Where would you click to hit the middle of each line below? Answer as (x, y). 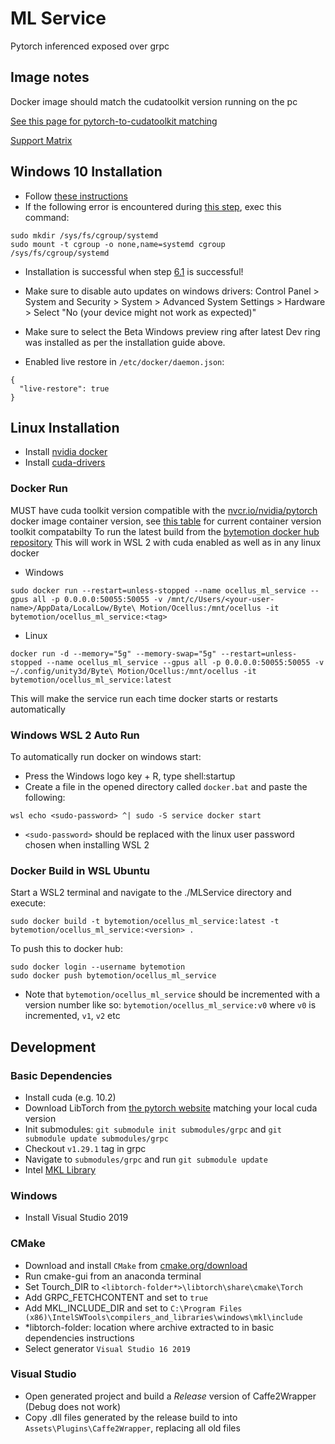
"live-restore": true (64, 388)
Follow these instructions (76, 196)
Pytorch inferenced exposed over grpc (90, 46)
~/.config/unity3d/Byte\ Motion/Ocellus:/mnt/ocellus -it (133, 671)
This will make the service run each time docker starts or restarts (144, 698)
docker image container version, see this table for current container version (166, 521)
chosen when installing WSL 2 (87, 844)
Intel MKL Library (60, 1169)
